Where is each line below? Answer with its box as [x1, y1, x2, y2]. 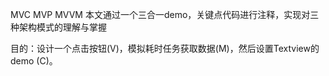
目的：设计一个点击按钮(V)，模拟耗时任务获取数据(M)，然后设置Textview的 [10, 43, 320, 54]
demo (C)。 [10, 55, 58, 67]
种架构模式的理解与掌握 [10, 21, 107, 33]
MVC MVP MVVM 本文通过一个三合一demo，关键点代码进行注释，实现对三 [10, 9, 320, 20]
